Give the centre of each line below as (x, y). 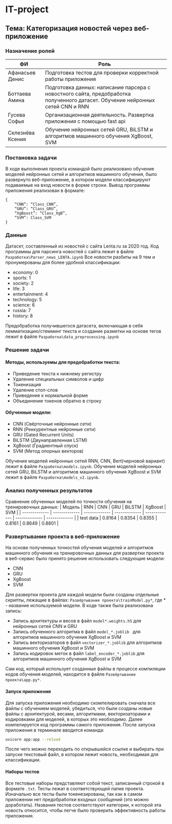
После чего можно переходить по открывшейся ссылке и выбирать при (84, 749)
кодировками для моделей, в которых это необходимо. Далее (74, 719)
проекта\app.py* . (23, 680)
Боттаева (19, 94)
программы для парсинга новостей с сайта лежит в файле (70, 252)
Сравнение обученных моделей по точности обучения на (69, 502)
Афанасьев (22, 73)
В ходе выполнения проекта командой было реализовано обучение (80, 169)
